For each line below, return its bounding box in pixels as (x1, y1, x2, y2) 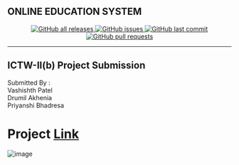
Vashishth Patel (7, 85, 53, 95)
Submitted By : (7, 78, 51, 87)
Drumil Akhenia (7, 93, 52, 102)
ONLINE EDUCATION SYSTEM (7, 6, 142, 18)
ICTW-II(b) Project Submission (7, 60, 146, 72)
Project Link (7, 126, 80, 142)
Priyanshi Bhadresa (7, 101, 64, 110)
